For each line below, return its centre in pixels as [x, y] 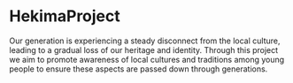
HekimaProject [65, 16]
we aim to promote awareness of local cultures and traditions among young [147, 59]
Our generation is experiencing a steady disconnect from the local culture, [145, 41]
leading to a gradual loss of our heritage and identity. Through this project [144, 49]
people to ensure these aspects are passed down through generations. [139, 69]
